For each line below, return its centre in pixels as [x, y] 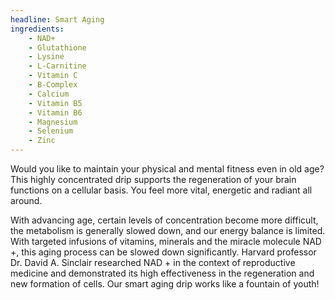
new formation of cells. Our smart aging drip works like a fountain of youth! [165, 284]
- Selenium [51, 131]
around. [26, 200]
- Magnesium [53, 122]
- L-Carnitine [57, 66]
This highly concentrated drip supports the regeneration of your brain [153, 179]
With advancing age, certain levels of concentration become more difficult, [164, 220]
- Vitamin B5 [55, 103]
